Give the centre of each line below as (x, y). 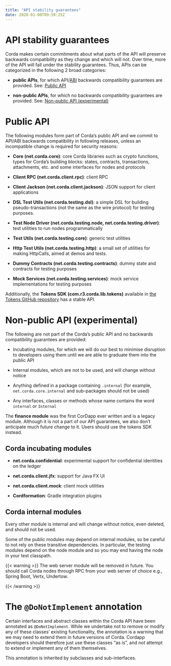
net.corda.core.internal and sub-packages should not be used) (81, 391)
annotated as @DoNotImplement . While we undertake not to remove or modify (85, 626)
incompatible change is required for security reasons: (62, 146)
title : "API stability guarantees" (43, 10)
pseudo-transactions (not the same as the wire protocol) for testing (83, 208)
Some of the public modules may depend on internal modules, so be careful (85, 539)
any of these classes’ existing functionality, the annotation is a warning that (84, 632)
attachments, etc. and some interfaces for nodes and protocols (79, 167)
